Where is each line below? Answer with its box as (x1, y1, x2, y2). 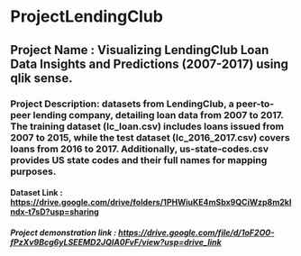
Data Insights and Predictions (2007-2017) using (10, 56, 289, 71)
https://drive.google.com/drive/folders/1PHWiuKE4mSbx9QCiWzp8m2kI (10, 197, 292, 208)
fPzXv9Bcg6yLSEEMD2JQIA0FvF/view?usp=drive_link (10, 236, 222, 247)
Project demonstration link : (10, 227, 117, 238)
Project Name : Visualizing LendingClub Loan (10, 42, 269, 58)
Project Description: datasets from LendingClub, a (10, 97, 234, 110)
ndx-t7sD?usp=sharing (10, 206, 100, 217)
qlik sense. (10, 70, 73, 86)
